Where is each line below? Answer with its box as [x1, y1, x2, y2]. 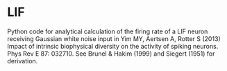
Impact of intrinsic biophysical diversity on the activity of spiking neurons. [7, 42, 219, 50]
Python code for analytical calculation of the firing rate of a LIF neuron [7, 27, 208, 35]
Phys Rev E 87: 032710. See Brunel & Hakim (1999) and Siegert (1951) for [7, 49, 215, 58]
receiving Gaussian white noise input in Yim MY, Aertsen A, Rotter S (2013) [7, 34, 221, 42]
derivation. [7, 56, 38, 65]
